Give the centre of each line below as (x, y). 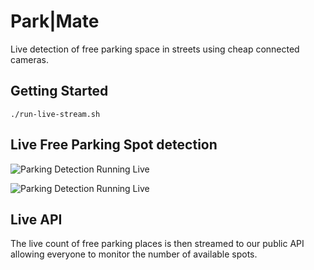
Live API (36, 219)
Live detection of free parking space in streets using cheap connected (155, 49)
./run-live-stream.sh (55, 114)
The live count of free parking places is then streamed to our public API (157, 244)
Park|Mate (55, 21)
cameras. (29, 59)
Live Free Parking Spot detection (114, 145)
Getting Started (59, 91)
